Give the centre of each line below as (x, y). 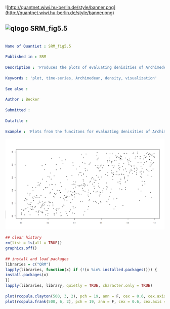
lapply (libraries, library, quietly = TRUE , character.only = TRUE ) (79, 286)
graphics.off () (21, 248)
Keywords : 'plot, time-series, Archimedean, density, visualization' (81, 78)
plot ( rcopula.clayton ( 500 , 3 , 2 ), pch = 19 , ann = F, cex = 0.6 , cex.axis (86, 296)
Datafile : (17, 121)
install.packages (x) (27, 275)
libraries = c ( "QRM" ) (28, 264)
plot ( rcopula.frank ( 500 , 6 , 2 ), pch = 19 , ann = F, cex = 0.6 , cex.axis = (86, 301)
